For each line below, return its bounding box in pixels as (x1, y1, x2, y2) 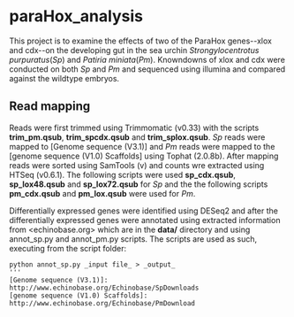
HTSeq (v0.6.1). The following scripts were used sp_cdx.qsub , (9, 169, 237, 180)
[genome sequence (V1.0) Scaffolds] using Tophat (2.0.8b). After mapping (9, 151, 279, 161)
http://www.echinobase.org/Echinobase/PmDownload (9, 298, 196, 307)
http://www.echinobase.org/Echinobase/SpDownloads (9, 283, 200, 292)
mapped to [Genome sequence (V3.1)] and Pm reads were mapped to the (9, 141, 275, 151)
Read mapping (9, 99, 91, 114)
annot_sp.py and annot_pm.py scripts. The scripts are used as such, (9, 233, 258, 244)
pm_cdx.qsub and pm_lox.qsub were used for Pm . (9, 188, 196, 198)
